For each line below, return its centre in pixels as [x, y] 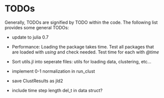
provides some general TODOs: [37, 27]
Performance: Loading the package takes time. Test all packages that [83, 47]
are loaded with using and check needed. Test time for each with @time [85, 52]
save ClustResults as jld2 [37, 81]
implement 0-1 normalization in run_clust [53, 71]
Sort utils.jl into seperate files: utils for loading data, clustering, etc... [82, 61]
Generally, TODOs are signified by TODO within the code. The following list [81, 22]
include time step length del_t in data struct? [57, 90]
